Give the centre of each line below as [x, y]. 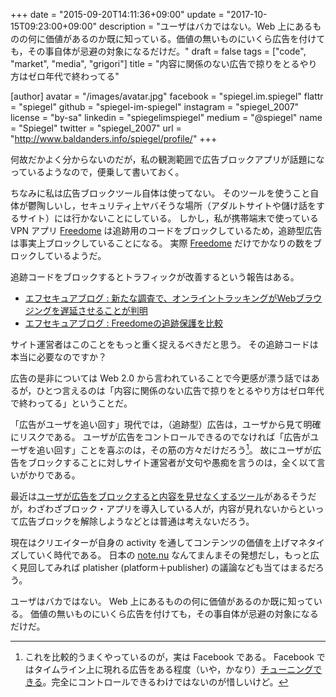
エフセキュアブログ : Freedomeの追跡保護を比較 [124, 323]
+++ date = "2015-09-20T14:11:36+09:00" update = [117, 14]
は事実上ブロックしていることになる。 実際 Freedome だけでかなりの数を [162, 243]
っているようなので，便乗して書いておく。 [97, 172]
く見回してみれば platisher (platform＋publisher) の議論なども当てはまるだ [163, 567]
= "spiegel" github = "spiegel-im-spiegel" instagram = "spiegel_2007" [155, 107]
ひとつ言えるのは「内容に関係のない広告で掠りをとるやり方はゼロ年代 [180, 390]
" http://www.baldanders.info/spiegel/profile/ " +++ [114, 138]
